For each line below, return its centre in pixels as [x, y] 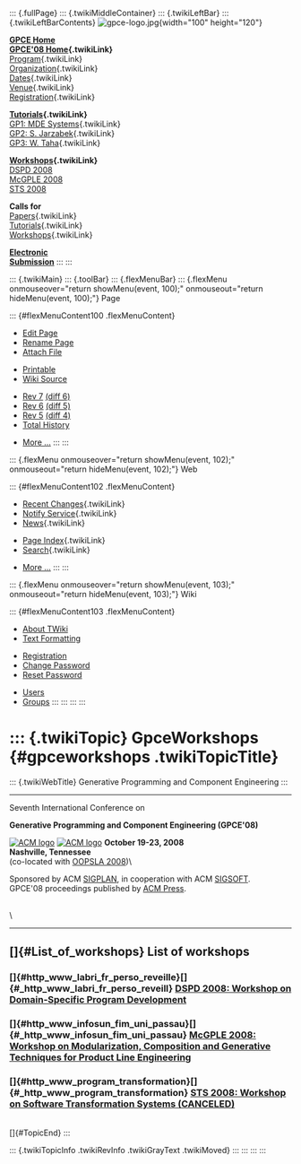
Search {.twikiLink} [56, 550]
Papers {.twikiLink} [43, 216]
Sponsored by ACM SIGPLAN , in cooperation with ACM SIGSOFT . [130, 879]
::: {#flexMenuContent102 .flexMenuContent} [92, 486]
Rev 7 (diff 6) [46, 396]
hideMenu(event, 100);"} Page [65, 298]
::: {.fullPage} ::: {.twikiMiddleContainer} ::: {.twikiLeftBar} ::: [119, 13]
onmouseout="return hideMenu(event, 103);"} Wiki [103, 594]
